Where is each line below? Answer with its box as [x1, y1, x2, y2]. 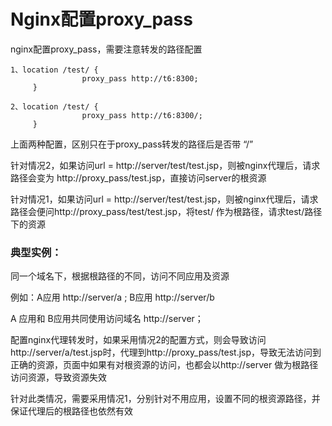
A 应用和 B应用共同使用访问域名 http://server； [10, 313, 204, 325]
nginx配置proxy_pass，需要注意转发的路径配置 [10, 43, 203, 55]
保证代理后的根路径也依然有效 [10, 405, 133, 417]
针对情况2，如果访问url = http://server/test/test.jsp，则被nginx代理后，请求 [10, 159, 321, 171]
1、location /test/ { [10, 65, 99, 75]
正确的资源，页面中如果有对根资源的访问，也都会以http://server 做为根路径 [10, 359, 319, 371]
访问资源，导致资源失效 [10, 371, 107, 384]
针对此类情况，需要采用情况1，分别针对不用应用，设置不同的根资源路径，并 [10, 393, 321, 405]
